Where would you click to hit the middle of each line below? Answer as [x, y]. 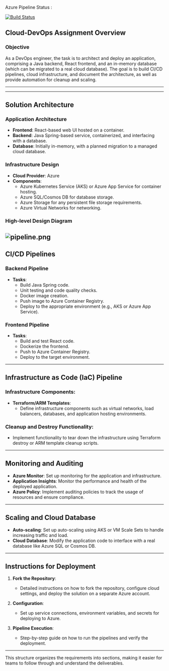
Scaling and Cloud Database [51, 518]
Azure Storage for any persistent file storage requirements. [81, 202]
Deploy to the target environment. [55, 357]
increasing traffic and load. [40, 535]
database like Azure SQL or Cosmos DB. [54, 546]
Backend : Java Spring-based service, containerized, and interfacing [83, 136]
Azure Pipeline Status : [29, 7]
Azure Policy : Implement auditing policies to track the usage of [78, 492]
